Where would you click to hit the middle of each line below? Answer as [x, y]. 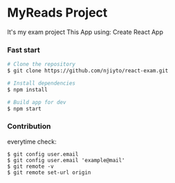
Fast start [24, 50]
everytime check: [32, 141]
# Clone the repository [42, 64]
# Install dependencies [42, 83]
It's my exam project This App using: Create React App [85, 32]
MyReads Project [57, 13]
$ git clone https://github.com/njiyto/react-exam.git [88, 71]
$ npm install [28, 89]
